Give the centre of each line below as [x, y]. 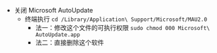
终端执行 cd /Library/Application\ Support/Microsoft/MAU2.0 [116, 19]
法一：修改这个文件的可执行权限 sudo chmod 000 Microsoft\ [123, 28]
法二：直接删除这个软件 [69, 43]
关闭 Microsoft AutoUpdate [54, 10]
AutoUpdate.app [57, 35]
